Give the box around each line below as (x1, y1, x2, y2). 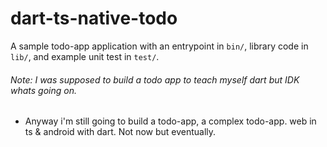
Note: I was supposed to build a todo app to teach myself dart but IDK (10, 73, 300, 86)
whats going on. (10, 84, 77, 96)
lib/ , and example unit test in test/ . (10, 50, 160, 62)
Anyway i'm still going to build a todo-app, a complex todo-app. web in (24, 115, 317, 127)
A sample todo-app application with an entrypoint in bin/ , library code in (10, 40, 309, 52)
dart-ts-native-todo (10, 7, 178, 30)
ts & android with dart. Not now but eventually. (24, 126, 217, 138)
